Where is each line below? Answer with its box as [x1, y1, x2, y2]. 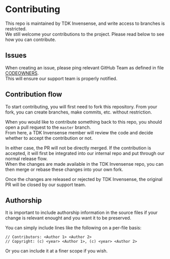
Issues [5, 51, 27, 60]
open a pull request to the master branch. [5, 124, 91, 130]
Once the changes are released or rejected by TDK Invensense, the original [5, 176, 163, 182]
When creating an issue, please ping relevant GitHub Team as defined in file [5, 64, 164, 70]
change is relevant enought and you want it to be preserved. [5, 215, 131, 221]
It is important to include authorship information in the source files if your [5, 209, 158, 216]
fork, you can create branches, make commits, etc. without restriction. [5, 109, 152, 115]
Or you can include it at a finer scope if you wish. [5, 248, 108, 254]
